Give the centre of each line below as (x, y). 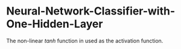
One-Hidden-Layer (55, 24)
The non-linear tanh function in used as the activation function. (85, 41)
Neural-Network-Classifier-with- (91, 11)
